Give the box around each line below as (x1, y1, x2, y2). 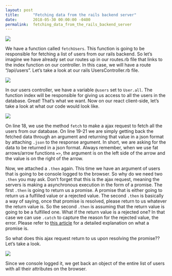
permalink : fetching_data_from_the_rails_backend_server (5, 22, 132, 27)
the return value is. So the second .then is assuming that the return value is (5, 204, 165, 210)
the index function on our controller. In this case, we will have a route (5, 62, 151, 68)
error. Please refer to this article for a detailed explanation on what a (5, 220, 149, 226)
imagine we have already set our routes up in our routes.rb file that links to (5, 56, 163, 63)
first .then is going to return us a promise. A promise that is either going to (5, 187, 163, 193)
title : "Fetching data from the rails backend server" (5, 12, 137, 17)
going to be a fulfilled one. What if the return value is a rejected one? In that (5, 209, 165, 215)
